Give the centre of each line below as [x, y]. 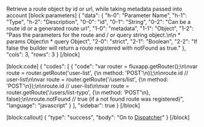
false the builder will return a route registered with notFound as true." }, [96, 48]
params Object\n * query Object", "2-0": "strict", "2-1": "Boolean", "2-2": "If [102, 41]
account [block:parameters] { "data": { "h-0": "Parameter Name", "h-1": [97, 15]
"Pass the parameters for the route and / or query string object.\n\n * [94, 35]
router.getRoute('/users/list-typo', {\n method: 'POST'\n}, [78, 92]
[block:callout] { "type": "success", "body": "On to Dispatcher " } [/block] [98, 117]
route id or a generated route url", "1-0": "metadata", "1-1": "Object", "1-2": [100, 28]
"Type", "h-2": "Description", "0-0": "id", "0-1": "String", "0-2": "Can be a [99, 22]
